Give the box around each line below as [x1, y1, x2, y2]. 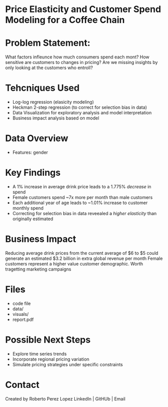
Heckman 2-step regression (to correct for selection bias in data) [12, 104, 147, 110]
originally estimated [12, 216, 54, 222]
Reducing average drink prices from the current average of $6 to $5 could [5, 250, 158, 256]
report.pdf [12, 316, 34, 322]
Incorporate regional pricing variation [12, 356, 89, 362]
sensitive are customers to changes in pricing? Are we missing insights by [5, 59, 158, 65]
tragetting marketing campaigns [5, 266, 72, 272]
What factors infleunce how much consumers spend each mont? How [5, 54, 149, 60]
